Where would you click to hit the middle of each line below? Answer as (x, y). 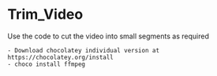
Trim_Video (45, 14)
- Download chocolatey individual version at (83, 50)
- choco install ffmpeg (47, 64)
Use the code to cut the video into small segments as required (108, 36)
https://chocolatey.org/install (60, 57)
